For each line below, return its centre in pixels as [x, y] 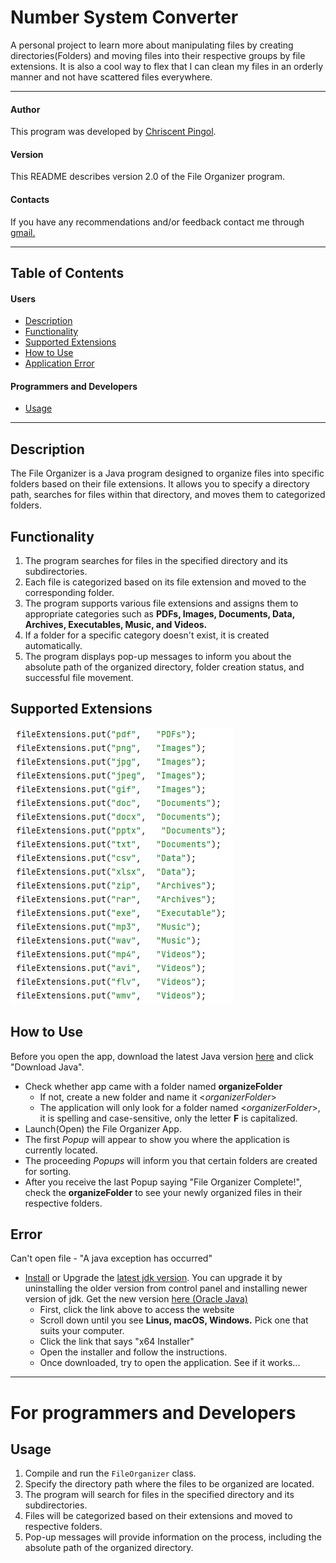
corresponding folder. [69, 592]
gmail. [23, 232]
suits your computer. [82, 1331]
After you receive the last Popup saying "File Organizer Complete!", [163, 1182]
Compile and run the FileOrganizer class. [110, 1473]
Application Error [59, 363]
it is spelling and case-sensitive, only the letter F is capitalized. [168, 1118]
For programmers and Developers [153, 1412]
